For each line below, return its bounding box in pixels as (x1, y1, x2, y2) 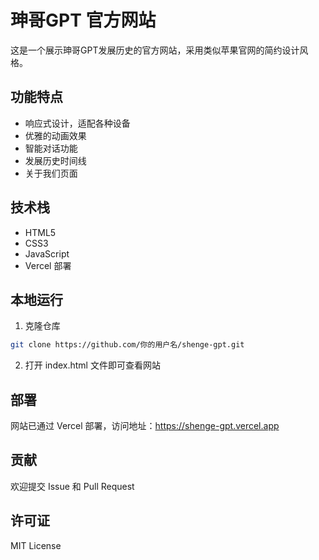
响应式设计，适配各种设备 (24, 117, 131, 129)
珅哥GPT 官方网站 (10, 9, 157, 32)
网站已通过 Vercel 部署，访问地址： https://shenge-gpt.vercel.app (10, 420, 280, 432)
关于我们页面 (24, 167, 78, 179)
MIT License (10, 539, 62, 551)
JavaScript (24, 247, 70, 260)
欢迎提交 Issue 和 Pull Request (10, 480, 135, 492)
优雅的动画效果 (24, 129, 87, 141)
